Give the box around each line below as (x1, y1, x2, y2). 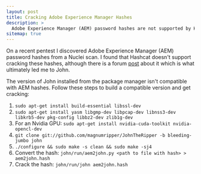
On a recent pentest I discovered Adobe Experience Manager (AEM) (6, 47, 174, 54)
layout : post (6, 8, 39, 15)
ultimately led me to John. (6, 66, 71, 73)
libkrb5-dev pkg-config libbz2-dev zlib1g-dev (14, 114, 133, 121)
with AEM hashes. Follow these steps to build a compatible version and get (6, 84, 191, 91)
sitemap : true (6, 31, 42, 37)
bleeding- (167, 132, 193, 139)
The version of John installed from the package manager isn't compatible (6, 78, 187, 85)
